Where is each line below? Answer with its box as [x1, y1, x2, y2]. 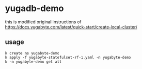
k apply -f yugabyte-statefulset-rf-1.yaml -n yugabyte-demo [5, 55, 131, 60]
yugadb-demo [5, 3, 64, 14]
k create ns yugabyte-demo [5, 51, 60, 55]
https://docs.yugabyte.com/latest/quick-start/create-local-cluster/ [5, 24, 138, 29]
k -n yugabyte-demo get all [5, 59, 62, 64]
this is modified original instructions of [5, 19, 81, 25]
